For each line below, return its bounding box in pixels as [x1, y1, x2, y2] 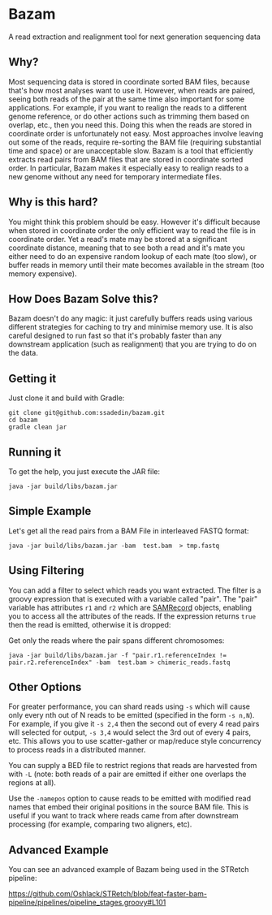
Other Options [8, 680, 82, 694]
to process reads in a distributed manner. [8, 745, 146, 755]
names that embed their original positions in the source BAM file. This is [8, 802, 249, 812]
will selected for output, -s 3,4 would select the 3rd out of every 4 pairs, [8, 727, 252, 737]
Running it [8, 445, 62, 459]
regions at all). [8, 778, 57, 788]
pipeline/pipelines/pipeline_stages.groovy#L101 [8, 898, 166, 908]
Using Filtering [8, 563, 84, 577]
